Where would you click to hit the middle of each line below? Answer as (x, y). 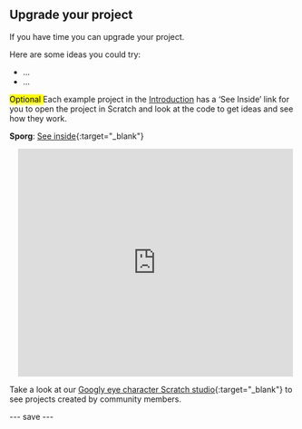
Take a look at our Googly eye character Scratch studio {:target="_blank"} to (151, 389)
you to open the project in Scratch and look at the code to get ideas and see (151, 109)
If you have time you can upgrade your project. (97, 36)
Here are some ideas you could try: (75, 54)
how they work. (39, 118)
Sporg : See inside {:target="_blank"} (77, 136)
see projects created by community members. (96, 399)
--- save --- (32, 416)
